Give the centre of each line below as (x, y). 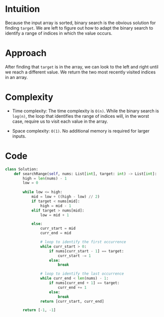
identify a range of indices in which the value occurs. (59, 33)
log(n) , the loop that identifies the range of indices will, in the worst (81, 116)
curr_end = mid (55, 233)
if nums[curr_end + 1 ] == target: (84, 283)
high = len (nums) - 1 (45, 178)
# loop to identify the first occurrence (83, 242)
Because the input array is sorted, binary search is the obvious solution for (81, 23)
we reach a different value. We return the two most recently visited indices (81, 72)
